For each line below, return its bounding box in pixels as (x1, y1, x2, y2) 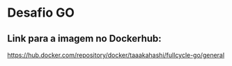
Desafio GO (7, 5, 75, 21)
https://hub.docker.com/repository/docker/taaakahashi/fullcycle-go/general (7, 51, 225, 59)
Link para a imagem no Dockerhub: (7, 33, 162, 44)
